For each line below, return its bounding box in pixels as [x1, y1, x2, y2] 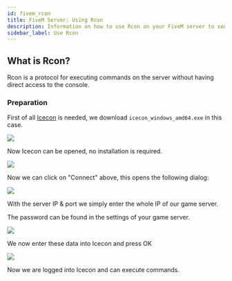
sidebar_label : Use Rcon [7, 29, 79, 37]
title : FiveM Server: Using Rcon [7, 17, 104, 23]
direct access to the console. [7, 81, 90, 89]
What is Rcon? [7, 55, 70, 66]
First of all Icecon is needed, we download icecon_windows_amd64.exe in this [7, 113, 222, 122]
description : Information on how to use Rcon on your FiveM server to [7, 23, 215, 30]
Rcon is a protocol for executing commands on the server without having [7, 73, 214, 81]
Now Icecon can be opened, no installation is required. [7, 147, 162, 155]
